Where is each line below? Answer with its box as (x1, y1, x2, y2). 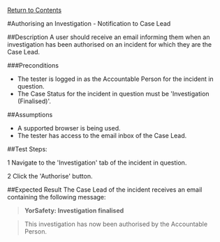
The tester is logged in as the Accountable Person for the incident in (17, 75, 214, 83)
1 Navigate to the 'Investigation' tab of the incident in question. (7, 158, 187, 167)
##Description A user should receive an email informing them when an (7, 33, 210, 41)
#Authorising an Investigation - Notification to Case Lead (7, 20, 171, 27)
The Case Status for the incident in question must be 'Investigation (17, 90, 210, 98)
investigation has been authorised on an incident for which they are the (7, 40, 212, 48)
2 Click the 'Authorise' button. (7, 172, 93, 180)
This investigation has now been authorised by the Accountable (24, 220, 208, 228)
